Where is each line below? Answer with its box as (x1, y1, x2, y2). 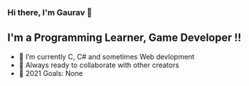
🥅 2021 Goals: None (18, 68, 83, 77)
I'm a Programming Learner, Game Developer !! (7, 31, 242, 45)
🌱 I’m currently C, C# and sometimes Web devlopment (18, 52, 195, 61)
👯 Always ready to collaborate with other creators (18, 60, 180, 70)
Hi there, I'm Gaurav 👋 (7, 7, 93, 18)
